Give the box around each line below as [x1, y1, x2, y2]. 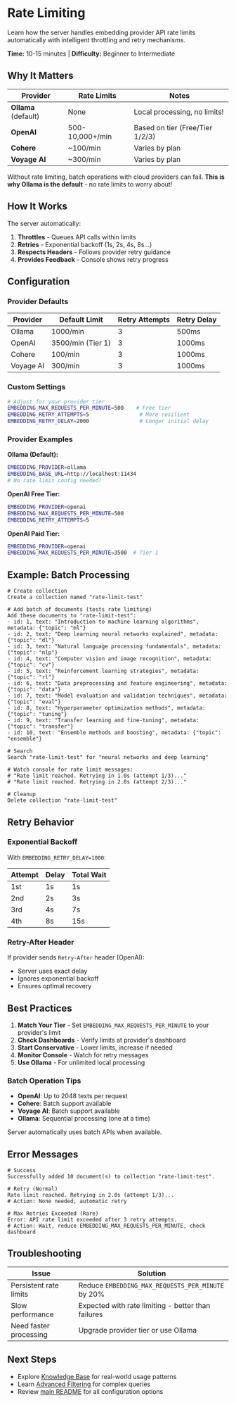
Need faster [11, 1321, 51, 1330]
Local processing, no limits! [133, 107, 224, 117]
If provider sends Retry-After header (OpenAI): [7, 953, 145, 962]
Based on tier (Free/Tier [133, 122, 213, 132]
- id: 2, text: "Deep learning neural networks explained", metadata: [7, 631, 218, 638]
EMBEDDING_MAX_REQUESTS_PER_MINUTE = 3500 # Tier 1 [7, 549, 159, 557]
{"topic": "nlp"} [7, 649, 58, 656]
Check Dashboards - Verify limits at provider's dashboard [17, 1036, 186, 1044]
